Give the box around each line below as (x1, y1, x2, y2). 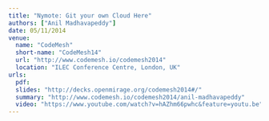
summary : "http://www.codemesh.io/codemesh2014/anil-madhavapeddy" (15, 93, 246, 101)
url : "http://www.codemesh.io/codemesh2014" (15, 57, 167, 64)
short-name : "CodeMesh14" (15, 49, 102, 57)
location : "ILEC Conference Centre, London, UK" (15, 64, 181, 72)
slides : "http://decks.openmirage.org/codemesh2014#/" (15, 85, 203, 94)
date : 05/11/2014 (8, 26, 66, 34)
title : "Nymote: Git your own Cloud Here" (8, 11, 152, 20)
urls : (8, 71, 26, 79)
